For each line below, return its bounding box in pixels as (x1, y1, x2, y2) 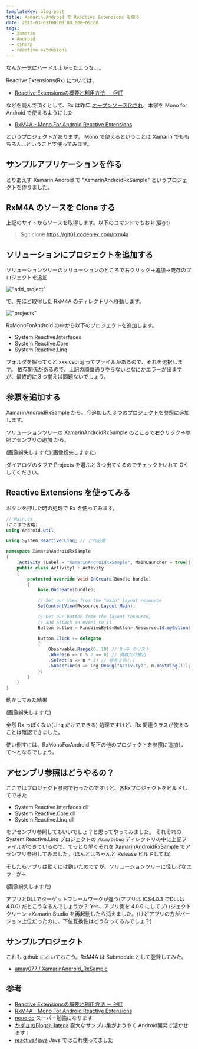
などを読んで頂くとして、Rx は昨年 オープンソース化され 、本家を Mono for (6, 102, 187, 109)
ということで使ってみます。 (26, 140, 93, 148)
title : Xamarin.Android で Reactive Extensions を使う (6, 14, 140, 20)
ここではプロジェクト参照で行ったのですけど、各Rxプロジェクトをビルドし (6, 784, 187, 791)
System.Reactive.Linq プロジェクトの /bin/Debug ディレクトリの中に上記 (6, 836, 182, 843)
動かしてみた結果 (6, 696, 48, 703)
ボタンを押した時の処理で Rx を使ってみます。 (6, 504, 118, 512)
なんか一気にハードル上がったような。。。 (6, 64, 104, 71)
